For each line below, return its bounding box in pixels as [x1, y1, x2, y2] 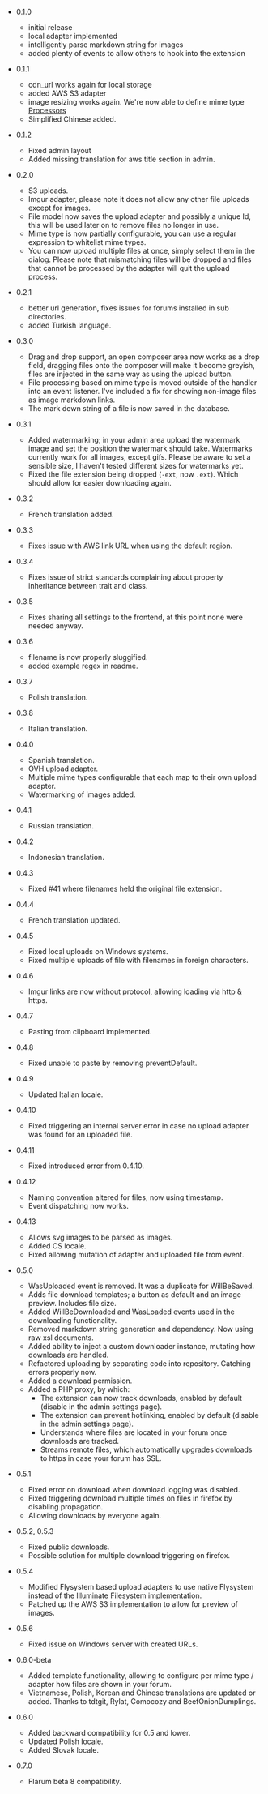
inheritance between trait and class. [28, 581, 148, 590]
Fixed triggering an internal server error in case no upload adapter [28, 1121, 249, 1130]
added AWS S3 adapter [28, 88, 107, 98]
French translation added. [28, 510, 115, 519]
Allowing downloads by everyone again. [28, 1511, 162, 1520]
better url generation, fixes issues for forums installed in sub [28, 303, 229, 313]
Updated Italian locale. [28, 1090, 104, 1099]
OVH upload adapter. [28, 764, 99, 773]
